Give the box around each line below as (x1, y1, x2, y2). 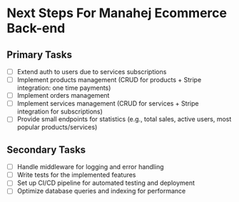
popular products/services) (16, 123, 98, 131)
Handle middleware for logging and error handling (16, 163, 165, 171)
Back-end (6, 20, 66, 36)
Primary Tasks (6, 49, 73, 61)
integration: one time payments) (16, 84, 111, 92)
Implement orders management (16, 91, 110, 100)
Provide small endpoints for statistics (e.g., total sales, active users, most (16, 115, 232, 123)
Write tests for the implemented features (16, 171, 136, 179)
